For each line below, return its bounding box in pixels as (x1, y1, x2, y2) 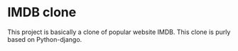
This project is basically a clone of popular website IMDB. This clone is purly (7, 28, 231, 36)
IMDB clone (7, 4, 77, 21)
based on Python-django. (7, 35, 82, 43)
